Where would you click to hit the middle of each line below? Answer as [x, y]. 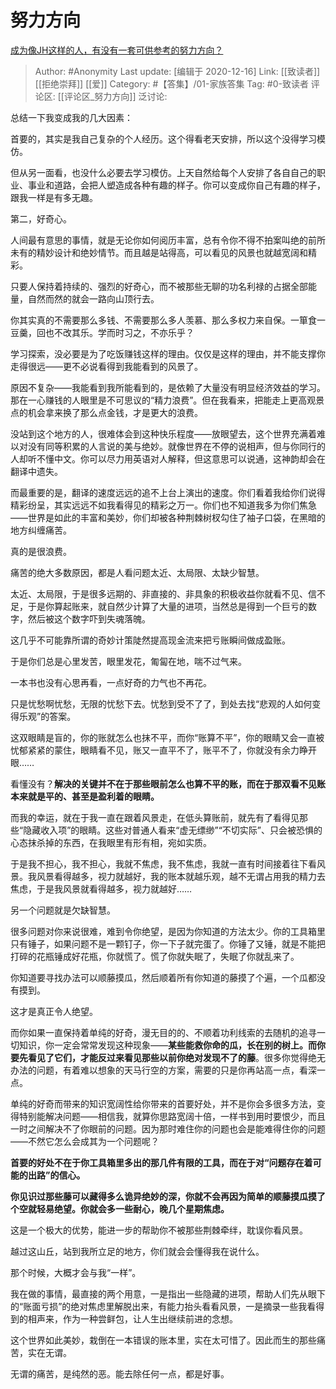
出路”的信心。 [56, 1175]
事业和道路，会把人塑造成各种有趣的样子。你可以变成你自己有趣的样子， [176, 185]
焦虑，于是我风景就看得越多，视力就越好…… [101, 888]
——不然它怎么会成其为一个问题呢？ [85, 1141]
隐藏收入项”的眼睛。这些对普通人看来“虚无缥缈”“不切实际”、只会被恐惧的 [173, 830]
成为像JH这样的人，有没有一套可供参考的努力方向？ [117, 50]
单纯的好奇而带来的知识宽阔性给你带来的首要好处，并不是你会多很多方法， [163, 1103]
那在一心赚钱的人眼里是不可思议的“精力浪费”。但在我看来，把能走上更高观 [163, 400]
